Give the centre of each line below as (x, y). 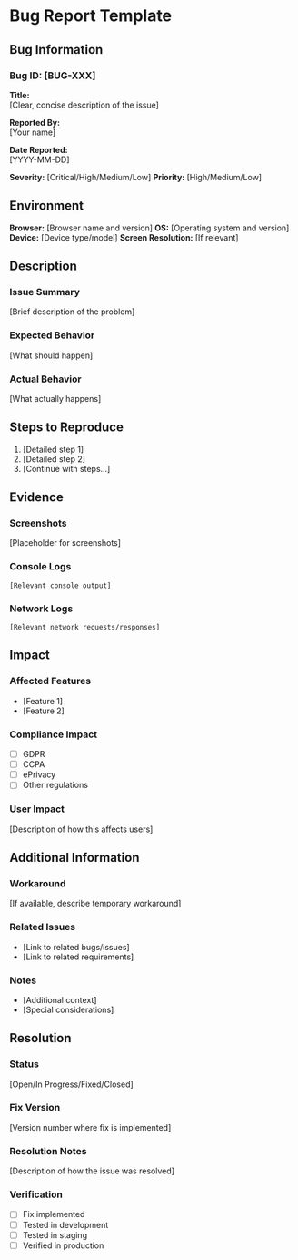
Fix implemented (54, 1214)
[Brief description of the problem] (72, 312)
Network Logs (41, 609)
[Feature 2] (44, 711)
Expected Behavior (52, 335)
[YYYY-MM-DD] (40, 159)
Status (24, 1064)
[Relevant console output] (60, 585)
